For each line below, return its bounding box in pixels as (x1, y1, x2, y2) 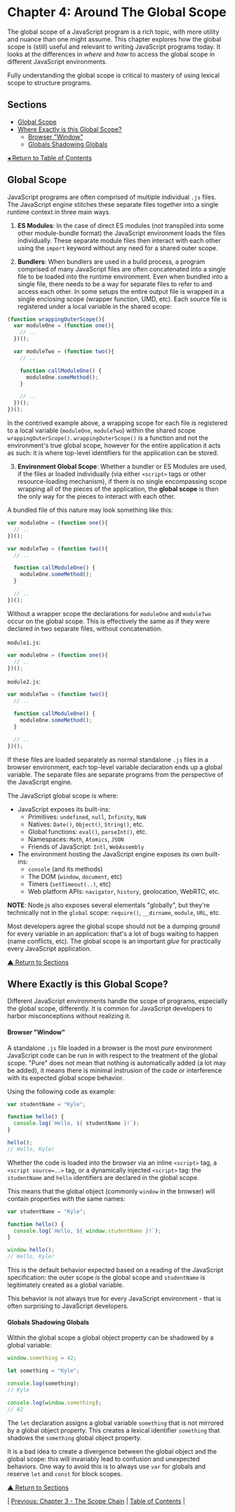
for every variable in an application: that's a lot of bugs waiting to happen (7, 929, 219, 937)
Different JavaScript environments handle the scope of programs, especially (7, 997, 228, 1006)
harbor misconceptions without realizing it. (7, 1012, 131, 1020)
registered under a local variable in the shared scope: (17, 302, 172, 310)
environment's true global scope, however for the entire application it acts (7, 441, 221, 450)
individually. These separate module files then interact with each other (17, 236, 221, 245)
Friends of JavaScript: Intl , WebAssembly (27, 842, 145, 851)
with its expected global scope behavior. (7, 1073, 124, 1082)
